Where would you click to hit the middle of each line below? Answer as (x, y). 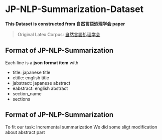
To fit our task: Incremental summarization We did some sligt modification (81, 127)
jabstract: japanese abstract (41, 83)
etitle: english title (31, 78)
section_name (27, 93)
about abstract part (25, 132)
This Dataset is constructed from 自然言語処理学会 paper (65, 24)
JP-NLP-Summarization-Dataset (74, 9)
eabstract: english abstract (40, 88)
